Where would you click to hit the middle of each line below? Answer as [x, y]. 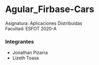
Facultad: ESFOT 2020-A [31, 28]
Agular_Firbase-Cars [50, 9]
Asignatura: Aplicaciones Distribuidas [44, 23]
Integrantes [19, 41]
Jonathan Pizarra [30, 53]
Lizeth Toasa [25, 58]
